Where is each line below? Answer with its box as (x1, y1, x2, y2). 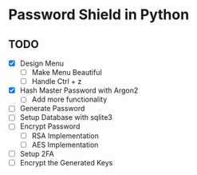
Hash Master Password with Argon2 (19, 86, 139, 95)
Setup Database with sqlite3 (19, 113, 113, 122)
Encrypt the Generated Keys (19, 157, 113, 167)
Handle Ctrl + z (31, 77, 82, 86)
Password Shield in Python (8, 6, 190, 24)
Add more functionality (31, 94, 108, 105)
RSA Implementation (31, 130, 100, 141)
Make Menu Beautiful (31, 68, 102, 78)
